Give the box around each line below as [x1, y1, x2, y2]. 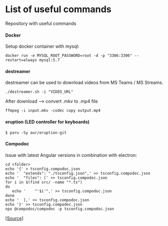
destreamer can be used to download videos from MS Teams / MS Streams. [5, 80, 163, 86]
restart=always [5, 57, 37, 63]
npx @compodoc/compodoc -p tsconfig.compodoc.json [5, 206, 114, 211]
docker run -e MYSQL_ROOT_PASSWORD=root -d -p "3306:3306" [5, 53, 133, 58]
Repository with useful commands [5, 20, 77, 26]
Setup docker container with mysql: [5, 43, 79, 49]
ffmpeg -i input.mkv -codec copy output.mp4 [5, 108, 101, 113]
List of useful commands [5, 4, 112, 15]
